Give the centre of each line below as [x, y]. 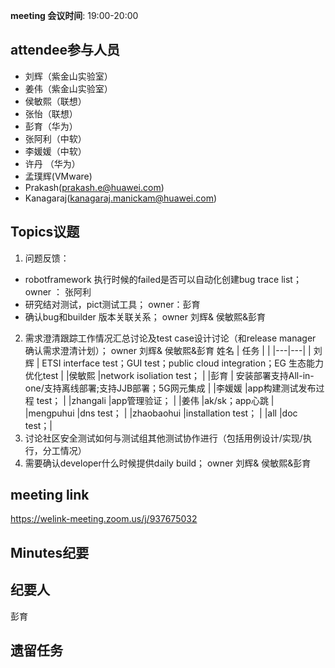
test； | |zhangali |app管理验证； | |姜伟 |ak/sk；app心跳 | [155, 400]
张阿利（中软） [55, 138]
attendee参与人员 [65, 50]
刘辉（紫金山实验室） [68, 76]
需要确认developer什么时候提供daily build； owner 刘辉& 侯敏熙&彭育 [168, 463]
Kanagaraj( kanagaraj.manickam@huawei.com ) [121, 198]
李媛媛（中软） [55, 151]
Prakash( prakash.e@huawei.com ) [94, 187]
